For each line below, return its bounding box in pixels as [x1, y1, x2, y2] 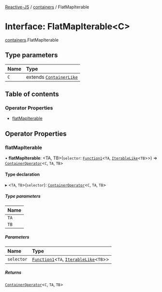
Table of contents [5, 90, 59, 98]
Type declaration [5, 171, 40, 177]
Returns [5, 269, 22, 275]
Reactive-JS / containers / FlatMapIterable [5, 4, 89, 10]
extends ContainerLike [26, 74, 78, 80]
